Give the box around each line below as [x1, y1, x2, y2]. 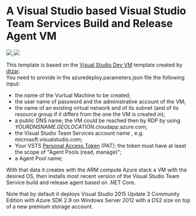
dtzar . [6, 67, 21, 75]
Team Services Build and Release [6, 17, 173, 30]
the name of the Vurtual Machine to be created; [14, 91, 131, 99]
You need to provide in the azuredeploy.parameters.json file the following [6, 74, 185, 81]
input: [6, 80, 21, 87]
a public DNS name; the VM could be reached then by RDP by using [14, 117, 181, 124]
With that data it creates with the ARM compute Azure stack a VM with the [6, 166, 188, 173]
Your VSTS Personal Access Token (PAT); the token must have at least [14, 142, 187, 149]
